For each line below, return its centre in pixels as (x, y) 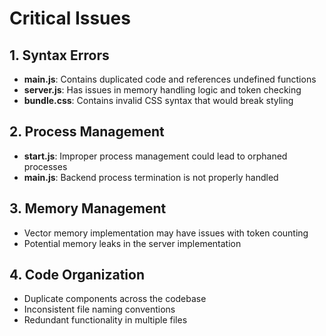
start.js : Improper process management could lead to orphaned (155, 156)
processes (45, 166)
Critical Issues (70, 18)
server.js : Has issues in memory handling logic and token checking (162, 90)
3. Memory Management (88, 208)
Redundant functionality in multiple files (105, 320)
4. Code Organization (77, 275)
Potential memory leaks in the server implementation (132, 243)
